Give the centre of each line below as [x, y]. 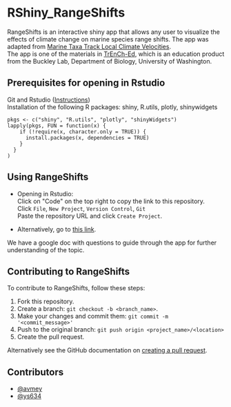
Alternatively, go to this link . [57, 229]
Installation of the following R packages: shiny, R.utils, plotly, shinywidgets [112, 107]
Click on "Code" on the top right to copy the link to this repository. [111, 201]
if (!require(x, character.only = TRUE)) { [83, 132]
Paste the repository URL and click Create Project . [90, 216]
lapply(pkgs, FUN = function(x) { [57, 126]
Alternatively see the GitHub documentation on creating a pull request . [107, 350]
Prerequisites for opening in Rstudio [86, 83]
